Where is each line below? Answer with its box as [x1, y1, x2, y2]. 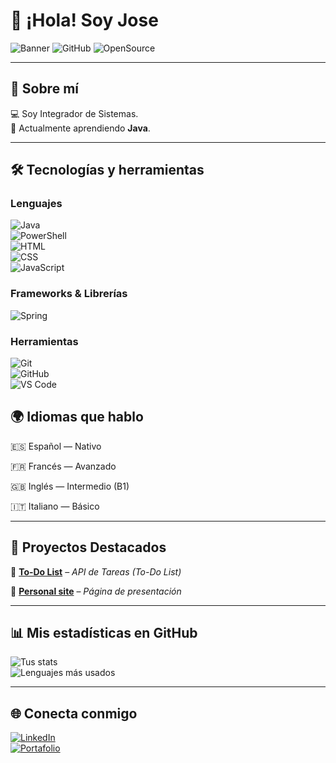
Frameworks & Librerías [10, 287, 128, 301]
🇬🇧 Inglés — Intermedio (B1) [10, 480, 130, 492]
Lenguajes [10, 197, 63, 211]
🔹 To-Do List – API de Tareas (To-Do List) [10, 565, 182, 578]
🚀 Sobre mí [10, 80, 79, 98]
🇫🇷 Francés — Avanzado [10, 460, 117, 472]
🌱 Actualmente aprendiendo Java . [10, 122, 151, 134]
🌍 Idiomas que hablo [10, 409, 144, 426]
